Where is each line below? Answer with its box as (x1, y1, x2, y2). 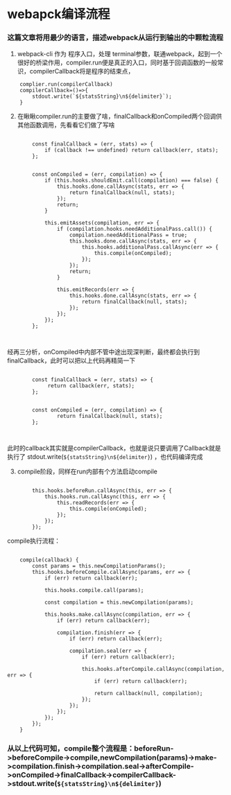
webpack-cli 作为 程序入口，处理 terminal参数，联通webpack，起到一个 (17, 50, 223, 58)
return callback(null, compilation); (94, 690, 203, 697)
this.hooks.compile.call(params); (44, 587, 144, 594)
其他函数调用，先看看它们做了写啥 (17, 121, 115, 129)
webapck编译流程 (7, 6, 110, 22)
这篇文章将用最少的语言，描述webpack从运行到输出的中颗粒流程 (7, 33, 224, 42)
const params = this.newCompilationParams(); (32, 563, 166, 570)
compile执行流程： (7, 536, 61, 545)
